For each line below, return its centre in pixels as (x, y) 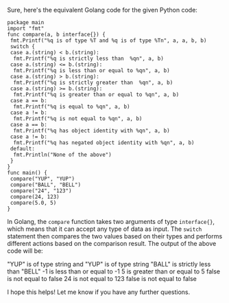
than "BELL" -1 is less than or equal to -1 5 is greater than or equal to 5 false (114, 271)
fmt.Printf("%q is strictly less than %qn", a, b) (89, 58)
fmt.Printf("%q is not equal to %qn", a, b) (78, 119)
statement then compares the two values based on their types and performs (115, 236)
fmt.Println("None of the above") (62, 155)
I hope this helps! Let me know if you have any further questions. (99, 292)
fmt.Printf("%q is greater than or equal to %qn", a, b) (96, 95)
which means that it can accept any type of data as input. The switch (105, 229)
